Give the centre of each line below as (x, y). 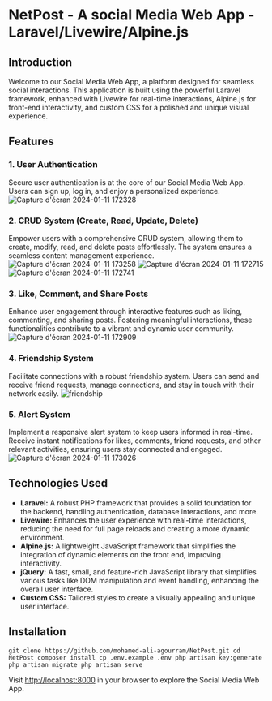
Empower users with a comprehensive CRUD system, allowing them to (126, 238)
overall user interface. (57, 589)
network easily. (34, 393)
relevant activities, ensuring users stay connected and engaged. (115, 449)
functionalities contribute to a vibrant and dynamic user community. (121, 329)
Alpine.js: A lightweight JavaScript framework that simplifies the (128, 546)
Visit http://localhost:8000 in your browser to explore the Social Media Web (134, 680)
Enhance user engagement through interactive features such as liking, (125, 312)
